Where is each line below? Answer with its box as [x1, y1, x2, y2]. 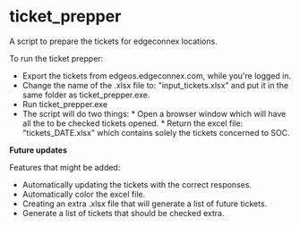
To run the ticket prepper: [9, 53, 104, 63]
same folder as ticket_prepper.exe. [21, 89, 150, 100]
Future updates [9, 145, 67, 155]
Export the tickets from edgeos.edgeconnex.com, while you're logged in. [21, 70, 292, 81]
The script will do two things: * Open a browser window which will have [21, 108, 287, 119]
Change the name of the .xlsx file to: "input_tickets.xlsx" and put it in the [21, 80, 289, 90]
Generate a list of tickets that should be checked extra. [21, 207, 225, 218]
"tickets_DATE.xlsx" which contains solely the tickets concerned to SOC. [21, 127, 290, 138]
